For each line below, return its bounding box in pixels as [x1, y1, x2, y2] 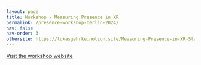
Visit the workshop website [6, 53, 73, 59]
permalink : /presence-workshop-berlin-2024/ [6, 19, 119, 25]
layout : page [6, 8, 39, 15]
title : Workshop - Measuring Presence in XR [6, 14, 119, 20]
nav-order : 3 [6, 31, 39, 37]
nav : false [6, 25, 33, 31]
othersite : [6, 36, 33, 42]
